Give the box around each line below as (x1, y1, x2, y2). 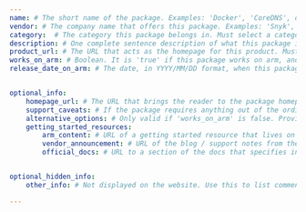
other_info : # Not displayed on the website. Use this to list (25, 180, 271, 189)
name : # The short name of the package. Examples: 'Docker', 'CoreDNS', (9, 13, 291, 23)
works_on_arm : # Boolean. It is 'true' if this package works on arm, (9, 56, 283, 65)
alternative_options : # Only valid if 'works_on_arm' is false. (25, 114, 275, 123)
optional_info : (9, 88, 67, 97)
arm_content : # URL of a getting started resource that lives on (42, 131, 296, 140)
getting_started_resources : (25, 122, 132, 132)
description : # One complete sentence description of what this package (9, 38, 291, 48)
